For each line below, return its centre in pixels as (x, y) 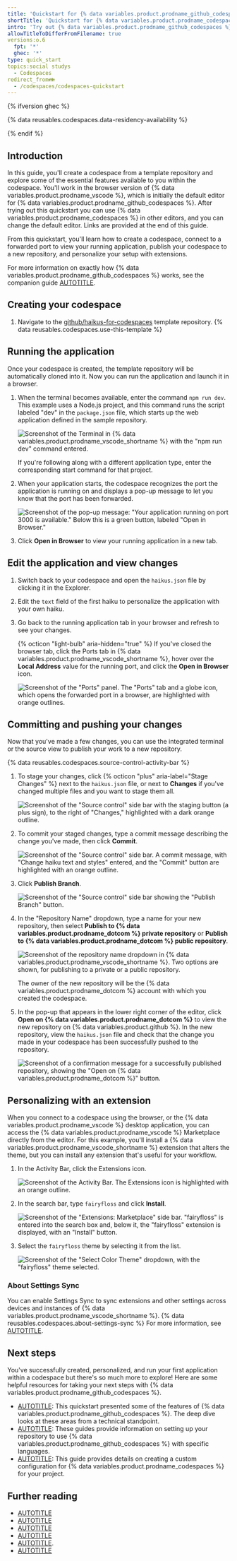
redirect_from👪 (31, 79)
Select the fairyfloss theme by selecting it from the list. (99, 1246)
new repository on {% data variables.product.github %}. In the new (115, 1027)
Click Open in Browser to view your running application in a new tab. (117, 540)
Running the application (61, 351)
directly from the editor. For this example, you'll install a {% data (100, 1140)
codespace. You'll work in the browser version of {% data (91, 188)
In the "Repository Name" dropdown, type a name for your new (109, 918)
